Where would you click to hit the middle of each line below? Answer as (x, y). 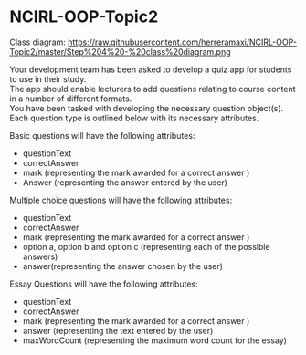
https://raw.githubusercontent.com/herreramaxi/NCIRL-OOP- (182, 42)
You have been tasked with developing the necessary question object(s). (147, 108)
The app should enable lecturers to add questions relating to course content (153, 89)
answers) (40, 256)
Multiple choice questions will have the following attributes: (121, 200)
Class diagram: (38, 42)
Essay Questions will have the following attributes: (104, 284)
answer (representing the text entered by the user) (118, 330)
